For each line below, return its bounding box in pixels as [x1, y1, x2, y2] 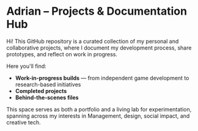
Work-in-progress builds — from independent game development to [15, 74, 189, 81]
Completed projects [15, 87, 67, 94]
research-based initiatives [15, 81, 81, 88]
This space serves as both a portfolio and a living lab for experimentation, [6, 105, 192, 113]
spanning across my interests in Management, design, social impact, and [6, 112, 190, 119]
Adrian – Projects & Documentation [6, 4, 188, 18]
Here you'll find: [6, 62, 47, 70]
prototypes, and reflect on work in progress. [6, 50, 118, 58]
